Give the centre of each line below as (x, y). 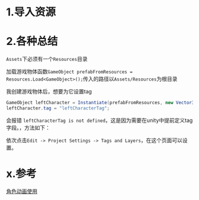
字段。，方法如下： (28, 127)
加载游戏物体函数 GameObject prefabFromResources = (70, 72)
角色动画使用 (22, 191)
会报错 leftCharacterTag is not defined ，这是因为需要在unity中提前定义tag (99, 120)
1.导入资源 (31, 12)
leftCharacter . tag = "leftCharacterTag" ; (58, 108)
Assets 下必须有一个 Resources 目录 (47, 59)
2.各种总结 (32, 41)
